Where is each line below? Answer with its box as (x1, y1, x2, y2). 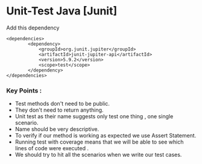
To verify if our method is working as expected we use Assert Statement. (14, 132, 197, 139)
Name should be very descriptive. (14, 126, 99, 133)
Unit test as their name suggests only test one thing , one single (14, 113, 174, 120)
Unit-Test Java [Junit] (6, 4, 118, 18)
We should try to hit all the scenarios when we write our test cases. (14, 151, 182, 159)
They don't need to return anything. (14, 106, 104, 114)
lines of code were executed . (14, 145, 89, 152)
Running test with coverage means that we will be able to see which (14, 138, 184, 145)
